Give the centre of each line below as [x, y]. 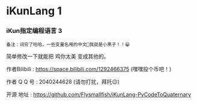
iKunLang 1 [34, 11]
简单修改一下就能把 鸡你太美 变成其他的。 [58, 56]
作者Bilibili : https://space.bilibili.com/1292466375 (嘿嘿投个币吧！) [89, 69]
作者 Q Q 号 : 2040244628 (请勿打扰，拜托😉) [63, 82]
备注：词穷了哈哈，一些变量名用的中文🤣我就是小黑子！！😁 [68, 45]
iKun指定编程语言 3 [34, 31]
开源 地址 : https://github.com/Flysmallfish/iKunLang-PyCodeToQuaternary [98, 94]
